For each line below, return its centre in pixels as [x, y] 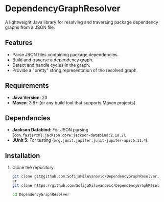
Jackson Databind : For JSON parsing [50, 130]
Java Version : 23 [30, 97]
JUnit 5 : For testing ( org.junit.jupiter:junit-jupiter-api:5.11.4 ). [80, 140]
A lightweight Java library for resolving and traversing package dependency [82, 22]
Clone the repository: [34, 168]
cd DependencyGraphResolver [41, 194]
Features [19, 43]
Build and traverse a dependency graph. [53, 60]
